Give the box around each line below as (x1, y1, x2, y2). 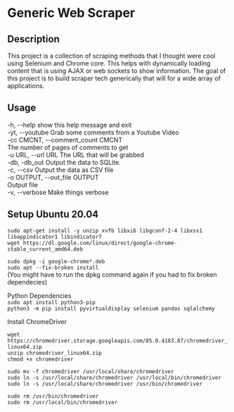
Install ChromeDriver (7, 317, 67, 325)
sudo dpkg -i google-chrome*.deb (7, 258, 105, 265)
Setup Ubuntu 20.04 (7, 208, 99, 220)
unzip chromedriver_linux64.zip (7, 349, 102, 356)
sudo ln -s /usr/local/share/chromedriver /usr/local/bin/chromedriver (7, 374, 221, 381)
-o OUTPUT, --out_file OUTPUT (7, 173, 99, 181)
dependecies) (7, 277, 48, 286)
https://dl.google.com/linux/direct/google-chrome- (22, 239, 178, 246)
